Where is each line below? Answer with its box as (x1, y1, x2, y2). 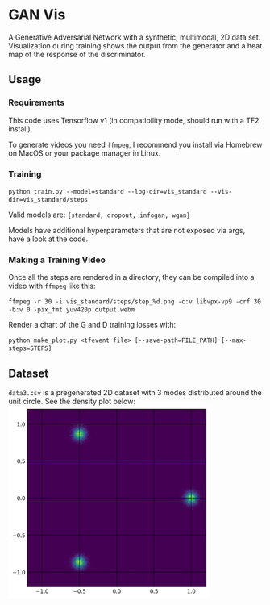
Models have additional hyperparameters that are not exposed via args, (8, 225, 246, 235)
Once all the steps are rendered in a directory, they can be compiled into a (8, 273, 255, 282)
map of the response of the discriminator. (8, 49, 147, 59)
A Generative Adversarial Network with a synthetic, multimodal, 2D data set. (8, 32, 261, 42)
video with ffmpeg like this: (8, 281, 96, 291)
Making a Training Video (8, 254, 106, 265)
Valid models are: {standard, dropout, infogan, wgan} (8, 210, 191, 219)
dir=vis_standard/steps (8, 195, 89, 203)
